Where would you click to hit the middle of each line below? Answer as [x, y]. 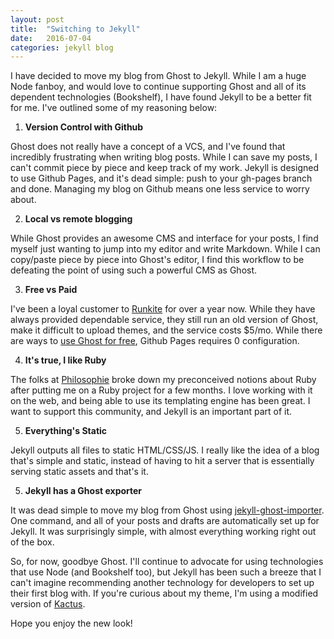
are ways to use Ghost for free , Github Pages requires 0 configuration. [155, 341]
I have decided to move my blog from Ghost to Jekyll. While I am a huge [158, 76]
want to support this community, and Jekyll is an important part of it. [151, 412]
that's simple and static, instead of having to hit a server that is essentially [162, 461]
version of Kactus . [48, 604]
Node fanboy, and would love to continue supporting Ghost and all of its [158, 87]
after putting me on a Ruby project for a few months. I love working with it [161, 390]
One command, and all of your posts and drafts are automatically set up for [165, 521]
